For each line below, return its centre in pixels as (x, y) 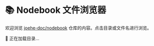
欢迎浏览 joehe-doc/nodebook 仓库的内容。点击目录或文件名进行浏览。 (78, 28)
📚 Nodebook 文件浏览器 (56, 10)
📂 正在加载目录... (22, 38)
